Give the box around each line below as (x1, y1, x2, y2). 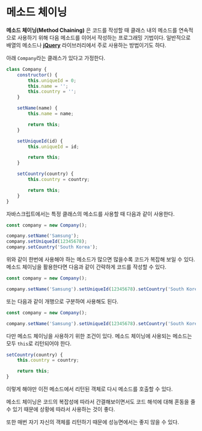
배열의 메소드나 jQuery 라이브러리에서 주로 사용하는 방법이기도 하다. (6, 41, 167, 49)
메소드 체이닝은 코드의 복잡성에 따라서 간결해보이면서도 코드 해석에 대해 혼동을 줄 (6, 398, 196, 406)
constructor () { (17, 72, 58, 78)
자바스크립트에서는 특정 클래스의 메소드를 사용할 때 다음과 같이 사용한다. (6, 210, 175, 217)
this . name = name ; (28, 111, 74, 117)
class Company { (6, 66, 47, 72)
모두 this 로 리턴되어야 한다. (6, 340, 72, 347)
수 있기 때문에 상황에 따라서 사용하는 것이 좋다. (6, 406, 115, 413)
